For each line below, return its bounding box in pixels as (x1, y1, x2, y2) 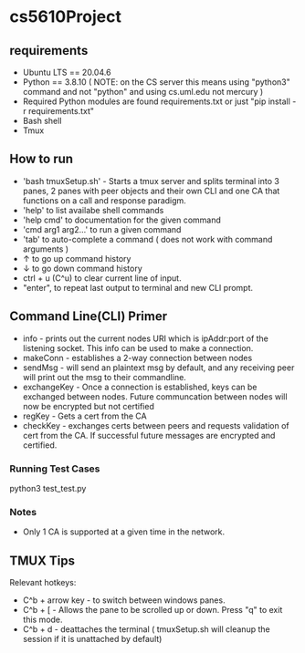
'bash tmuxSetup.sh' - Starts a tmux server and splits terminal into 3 (22, 175, 280, 186)
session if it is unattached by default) (22, 634, 163, 645)
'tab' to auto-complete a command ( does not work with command (22, 233, 273, 244)
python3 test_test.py (9, 482, 87, 493)
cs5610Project (9, 6, 121, 27)
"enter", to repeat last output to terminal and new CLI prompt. (22, 282, 254, 293)
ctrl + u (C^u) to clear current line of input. (22, 272, 182, 284)
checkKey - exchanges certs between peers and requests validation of (22, 420, 289, 430)
